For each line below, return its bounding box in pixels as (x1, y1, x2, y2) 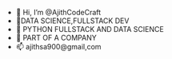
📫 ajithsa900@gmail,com (15, 42, 102, 51)
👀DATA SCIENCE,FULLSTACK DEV (15, 16, 130, 26)
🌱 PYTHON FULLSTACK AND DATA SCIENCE (15, 25, 164, 33)
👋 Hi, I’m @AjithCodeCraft (15, 8, 102, 17)
